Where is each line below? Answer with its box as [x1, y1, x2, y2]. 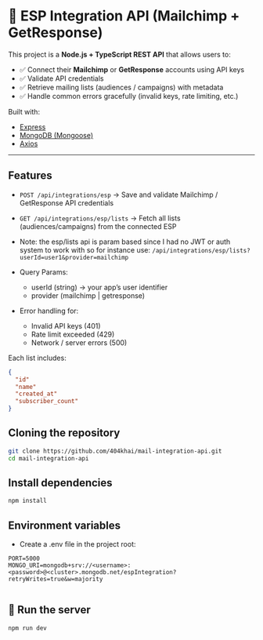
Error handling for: [19, 306, 79, 315]
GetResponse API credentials [19, 198, 114, 207]
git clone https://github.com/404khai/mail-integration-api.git [8, 447, 222, 455]
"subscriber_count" [15, 398, 79, 405]
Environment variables [8, 518, 121, 532]
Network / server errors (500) [31, 337, 128, 347]
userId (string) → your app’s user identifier [31, 282, 168, 292]
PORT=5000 [8, 555, 41, 563]
